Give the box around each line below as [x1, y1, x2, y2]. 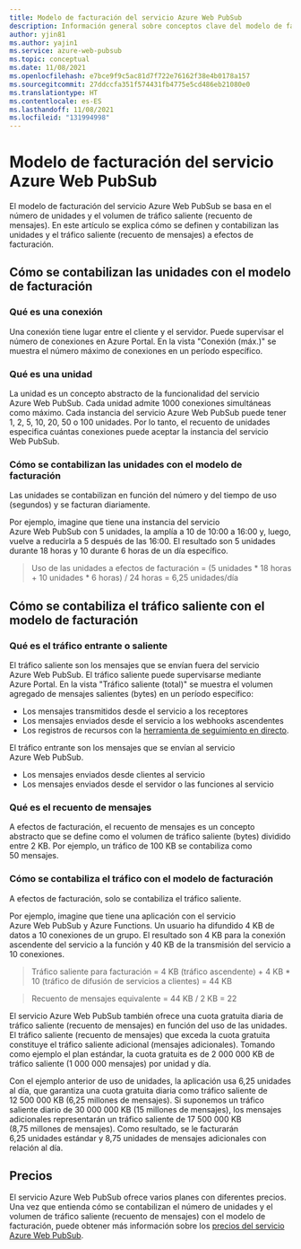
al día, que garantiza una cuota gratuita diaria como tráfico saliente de [9, 1085, 268, 1095]
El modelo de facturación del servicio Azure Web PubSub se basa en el [9, 201, 271, 212]
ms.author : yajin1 [9, 38, 78, 48]
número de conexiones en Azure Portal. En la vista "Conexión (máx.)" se [9, 336, 277, 347]
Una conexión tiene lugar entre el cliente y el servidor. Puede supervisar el [9, 326, 285, 337]
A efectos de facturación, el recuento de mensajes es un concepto [9, 822, 255, 832]
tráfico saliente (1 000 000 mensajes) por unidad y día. [9, 1058, 211, 1069]
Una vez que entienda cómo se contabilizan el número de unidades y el [9, 1201, 273, 1212]
